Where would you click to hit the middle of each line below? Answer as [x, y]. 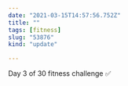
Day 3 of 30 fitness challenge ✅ [60, 73]
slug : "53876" [31, 37]
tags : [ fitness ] [35, 30]
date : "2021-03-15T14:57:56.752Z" [65, 15]
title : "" [24, 23]
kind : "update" [33, 45]
